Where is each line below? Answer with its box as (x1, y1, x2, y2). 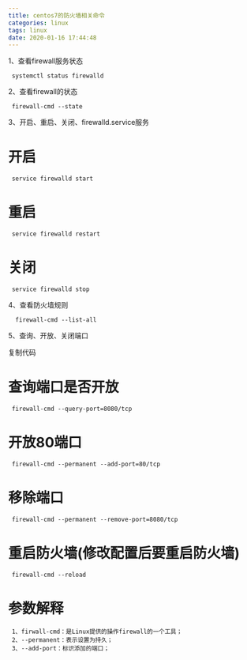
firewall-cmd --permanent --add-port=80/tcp (11, 460, 160, 468)
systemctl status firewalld (11, 72, 104, 80)
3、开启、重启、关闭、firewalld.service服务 (8, 118, 150, 127)
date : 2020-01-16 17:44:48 (8, 33, 97, 42)
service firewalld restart (11, 230, 101, 238)
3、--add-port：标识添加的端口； (11, 644, 110, 652)
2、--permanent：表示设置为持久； (11, 635, 113, 644)
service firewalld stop (11, 285, 90, 293)
